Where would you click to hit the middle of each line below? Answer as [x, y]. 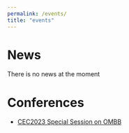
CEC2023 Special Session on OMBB [69, 122]
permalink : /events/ [37, 14]
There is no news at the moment [54, 74]
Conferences [46, 103]
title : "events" [31, 20]
